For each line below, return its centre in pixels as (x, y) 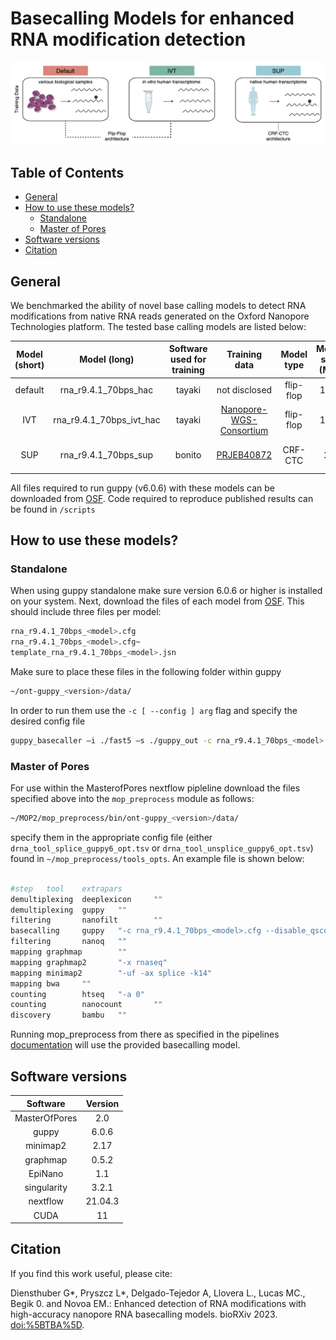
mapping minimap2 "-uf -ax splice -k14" (111, 973)
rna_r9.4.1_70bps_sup (106, 455)
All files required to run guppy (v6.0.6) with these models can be (143, 488)
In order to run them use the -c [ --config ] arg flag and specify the (154, 710)
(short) (29, 364)
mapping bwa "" (51, 983)
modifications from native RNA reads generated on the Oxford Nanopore (160, 316)
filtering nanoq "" (69, 942)
